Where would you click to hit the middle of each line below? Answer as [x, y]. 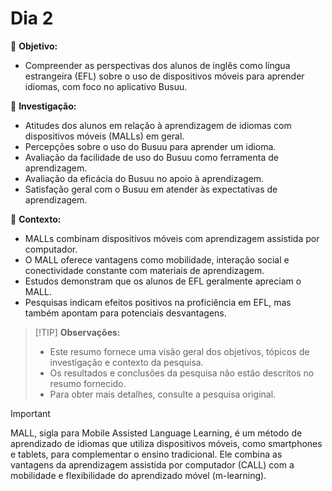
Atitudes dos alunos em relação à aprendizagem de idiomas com [158, 125]
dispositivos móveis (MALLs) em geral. [104, 136]
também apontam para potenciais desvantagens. [125, 313]
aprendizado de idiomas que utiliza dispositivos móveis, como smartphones [166, 443]
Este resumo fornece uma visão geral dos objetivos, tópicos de [179, 351]
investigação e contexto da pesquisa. [126, 362]
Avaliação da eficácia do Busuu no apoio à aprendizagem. [144, 178]
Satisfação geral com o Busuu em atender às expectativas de [151, 189]
